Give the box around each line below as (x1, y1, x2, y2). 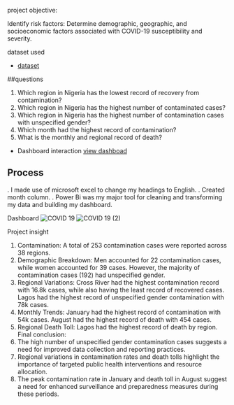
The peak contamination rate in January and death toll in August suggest (17, 374, 227, 383)
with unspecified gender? (17, 118, 91, 127)
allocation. (17, 367, 47, 376)
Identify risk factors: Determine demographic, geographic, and (7, 20, 187, 27)
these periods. (17, 390, 59, 398)
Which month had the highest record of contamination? (17, 126, 177, 134)
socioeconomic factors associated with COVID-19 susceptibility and (7, 27, 203, 35)
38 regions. (17, 248, 51, 257)
